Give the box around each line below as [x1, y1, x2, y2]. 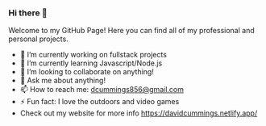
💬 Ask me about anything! [19, 76, 106, 86]
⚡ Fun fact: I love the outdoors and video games [19, 97, 180, 107]
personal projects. [8, 34, 69, 44]
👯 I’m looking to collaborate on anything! [19, 67, 155, 77]
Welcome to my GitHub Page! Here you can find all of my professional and [8, 26, 256, 36]
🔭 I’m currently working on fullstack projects [19, 50, 168, 60]
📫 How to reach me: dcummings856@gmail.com [19, 85, 184, 94]
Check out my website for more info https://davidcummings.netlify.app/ [19, 108, 258, 118]
